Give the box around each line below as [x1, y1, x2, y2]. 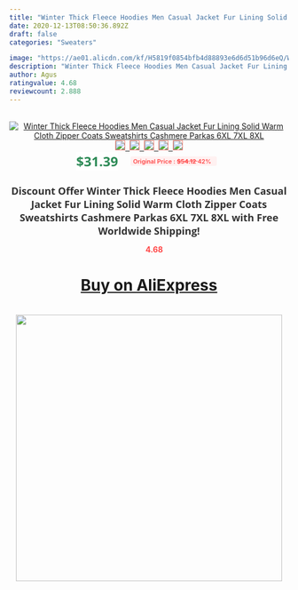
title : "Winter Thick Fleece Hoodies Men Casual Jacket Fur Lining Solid [9, 12, 288, 22]
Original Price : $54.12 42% [132, 156, 212, 165]
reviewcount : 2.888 [9, 86, 82, 96]
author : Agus [9, 70, 58, 80]
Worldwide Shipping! [98, 223, 200, 238]
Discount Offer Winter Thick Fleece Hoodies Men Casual [11, 183, 287, 198]
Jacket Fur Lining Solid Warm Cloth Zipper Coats [30, 196, 268, 211]
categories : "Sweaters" [9, 37, 98, 47]
